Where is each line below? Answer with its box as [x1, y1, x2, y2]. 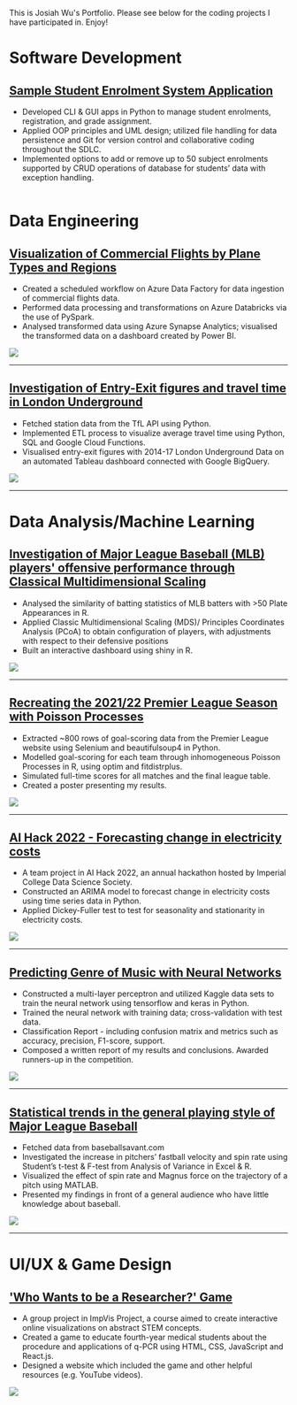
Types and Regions [9, 260, 118, 275]
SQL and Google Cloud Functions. [21, 437, 146, 448]
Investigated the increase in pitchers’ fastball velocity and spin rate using [21, 1152, 288, 1163]
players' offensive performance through [9, 561, 236, 576]
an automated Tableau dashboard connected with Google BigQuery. [21, 456, 270, 466]
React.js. [21, 1351, 55, 1362]
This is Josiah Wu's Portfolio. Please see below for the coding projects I [9, 8, 270, 18]
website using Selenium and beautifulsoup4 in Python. [21, 742, 221, 753]
